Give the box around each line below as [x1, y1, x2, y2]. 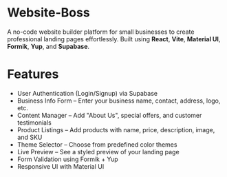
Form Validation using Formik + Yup [17, 155, 118, 163]
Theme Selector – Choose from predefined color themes [17, 140, 177, 149]
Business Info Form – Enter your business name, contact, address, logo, [17, 96, 221, 105]
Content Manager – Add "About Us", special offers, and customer [17, 111, 202, 119]
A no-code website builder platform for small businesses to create [7, 28, 195, 36]
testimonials [17, 118, 52, 127]
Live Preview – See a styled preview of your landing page [17, 147, 180, 156]
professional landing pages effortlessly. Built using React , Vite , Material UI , [7, 34, 221, 43]
